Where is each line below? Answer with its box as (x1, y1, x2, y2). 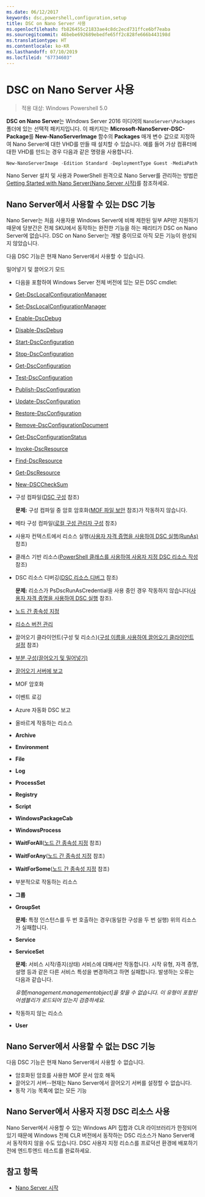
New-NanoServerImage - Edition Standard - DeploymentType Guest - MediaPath (6, 160, 198, 166)
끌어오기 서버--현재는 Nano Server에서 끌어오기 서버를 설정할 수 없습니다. (15, 1079, 192, 1087)
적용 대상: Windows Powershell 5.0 (21, 104, 108, 111)
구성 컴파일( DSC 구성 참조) (15, 494, 80, 501)
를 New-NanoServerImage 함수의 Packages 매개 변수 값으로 (28, 132, 179, 140)
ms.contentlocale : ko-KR (6, 43, 70, 50)
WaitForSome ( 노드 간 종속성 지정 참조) (15, 865, 110, 873)
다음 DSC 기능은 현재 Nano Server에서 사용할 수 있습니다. (6, 252, 145, 260)
